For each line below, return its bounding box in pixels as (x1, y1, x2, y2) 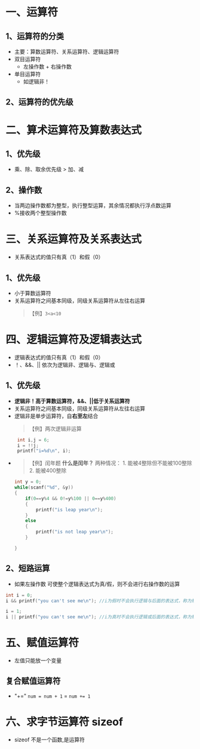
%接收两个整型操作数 (14, 210, 67, 217)
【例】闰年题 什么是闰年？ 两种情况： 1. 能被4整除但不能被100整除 (29, 459, 192, 466)
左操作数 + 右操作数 (23, 63, 72, 70)
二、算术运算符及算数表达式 (5, 123, 142, 137)
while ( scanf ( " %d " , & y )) (14, 484, 74, 490)
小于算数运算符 (14, 289, 51, 296)
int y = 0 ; (14, 479, 42, 485)
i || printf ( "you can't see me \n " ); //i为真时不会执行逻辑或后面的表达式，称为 (5, 614, 192, 620)
